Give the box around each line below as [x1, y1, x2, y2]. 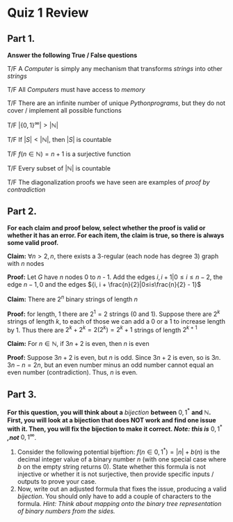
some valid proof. [7, 239, 59, 247]
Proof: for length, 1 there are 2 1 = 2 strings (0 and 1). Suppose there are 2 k [7, 308, 220, 318]
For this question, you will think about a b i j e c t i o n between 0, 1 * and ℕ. [7, 407, 211, 416]
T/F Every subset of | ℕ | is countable [7, 164, 111, 172]
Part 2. [7, 205, 37, 217]
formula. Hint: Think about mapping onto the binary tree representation [17, 499, 222, 507]
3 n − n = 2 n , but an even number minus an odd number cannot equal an [7, 361, 214, 370]
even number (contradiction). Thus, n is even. [7, 368, 138, 377]
